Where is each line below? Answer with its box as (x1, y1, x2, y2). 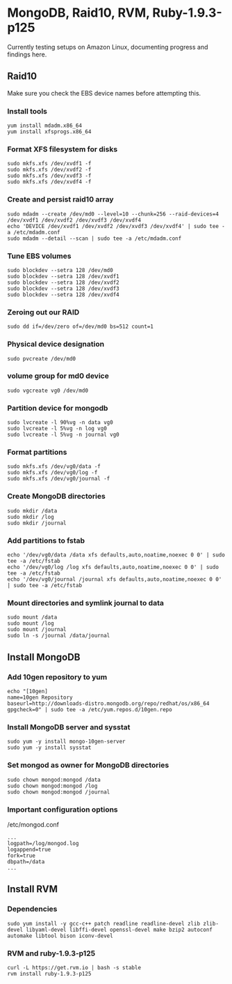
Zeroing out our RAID (7, 307, 80, 317)
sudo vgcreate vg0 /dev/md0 (7, 387, 89, 394)
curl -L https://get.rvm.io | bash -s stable (7, 964, 141, 971)
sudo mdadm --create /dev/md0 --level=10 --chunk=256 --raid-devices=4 (7, 211, 219, 218)
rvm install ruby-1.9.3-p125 (7, 970, 92, 977)
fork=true (7, 852, 36, 859)
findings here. (7, 50, 47, 59)
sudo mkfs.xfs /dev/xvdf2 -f (7, 166, 92, 174)
